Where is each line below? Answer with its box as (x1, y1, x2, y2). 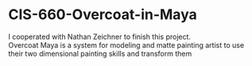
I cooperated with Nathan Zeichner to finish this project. (8, 32, 192, 41)
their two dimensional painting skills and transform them (8, 49, 192, 58)
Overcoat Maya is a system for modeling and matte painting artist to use (8, 40, 245, 49)
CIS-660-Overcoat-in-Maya (8, 6, 197, 24)
